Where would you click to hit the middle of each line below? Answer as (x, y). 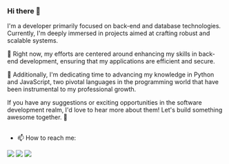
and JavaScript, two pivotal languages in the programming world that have (113, 82)
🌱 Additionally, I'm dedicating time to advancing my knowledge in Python (111, 74)
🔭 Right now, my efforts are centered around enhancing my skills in (102, 54)
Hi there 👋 (24, 11)
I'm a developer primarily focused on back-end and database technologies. (114, 26)
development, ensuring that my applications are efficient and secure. (117, 61)
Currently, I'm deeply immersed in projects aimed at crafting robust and (109, 33)
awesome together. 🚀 (37, 117)
